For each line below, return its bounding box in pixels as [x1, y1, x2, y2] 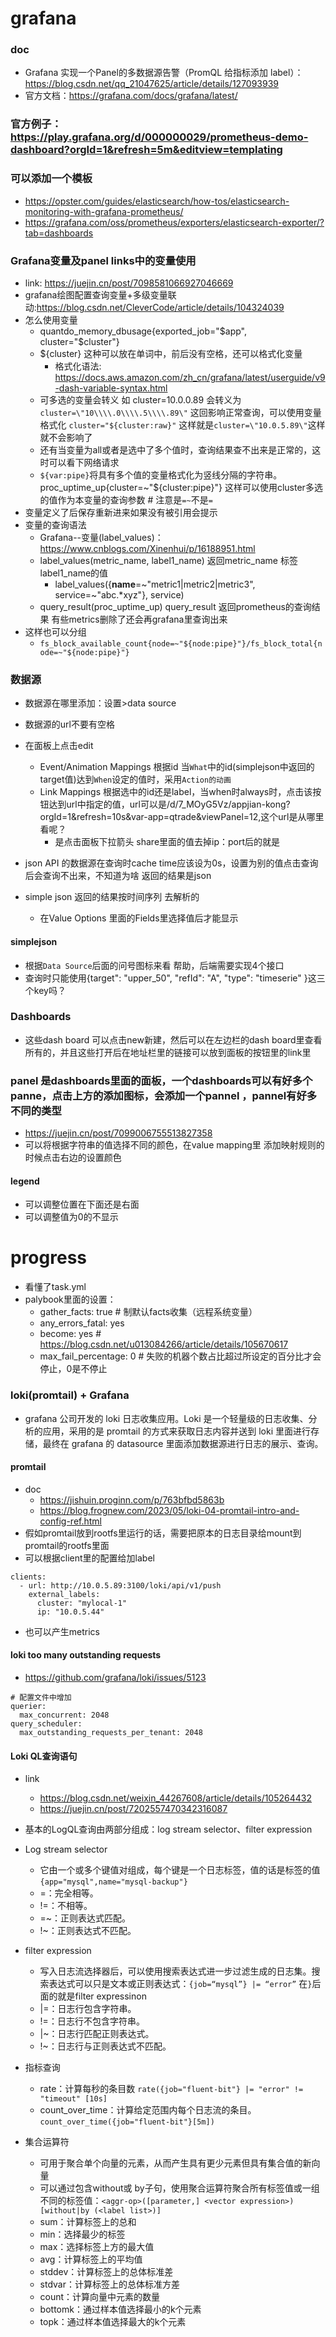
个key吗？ [24, 984, 67, 996]
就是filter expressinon [57, 1990, 147, 2002]
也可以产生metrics [24, 1625, 100, 1637]
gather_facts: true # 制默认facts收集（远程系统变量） [39, 1306, 258, 1318]
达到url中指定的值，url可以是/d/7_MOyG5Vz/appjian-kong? [48, 798, 291, 811]
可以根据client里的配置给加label [24, 1552, 155, 1564]
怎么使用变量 [24, 314, 78, 326]
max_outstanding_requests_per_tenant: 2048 [19, 1727, 203, 1737]
